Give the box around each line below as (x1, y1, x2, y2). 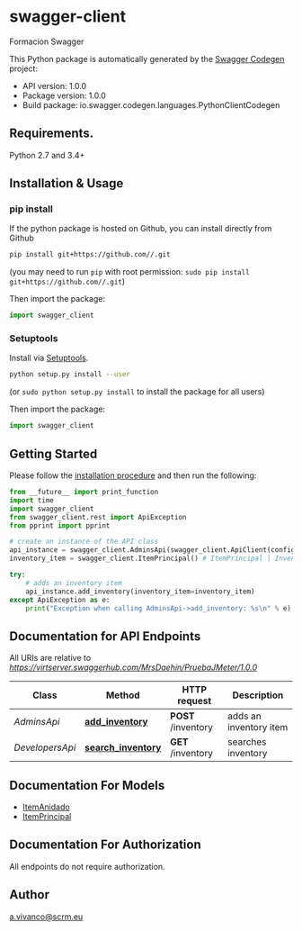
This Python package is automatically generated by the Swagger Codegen (9, 53, 285, 64)
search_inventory (84, 741, 162, 754)
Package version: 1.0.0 (22, 90, 106, 101)
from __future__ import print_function (9, 488, 159, 497)
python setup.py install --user (9, 370, 130, 379)
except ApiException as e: (9, 595, 111, 604)
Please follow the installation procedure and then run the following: (9, 470, 257, 481)
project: (9, 63, 39, 74)
